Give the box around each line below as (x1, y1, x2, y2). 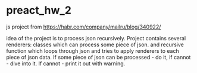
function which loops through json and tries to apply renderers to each (6, 47, 180, 54)
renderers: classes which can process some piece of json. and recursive (6, 41, 185, 48)
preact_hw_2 (6, 4, 71, 17)
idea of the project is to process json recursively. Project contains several (6, 34, 186, 42)
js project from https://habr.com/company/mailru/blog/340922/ (6, 23, 161, 30)
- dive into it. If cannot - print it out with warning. (6, 60, 126, 67)
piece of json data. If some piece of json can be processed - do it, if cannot (6, 53, 191, 61)
